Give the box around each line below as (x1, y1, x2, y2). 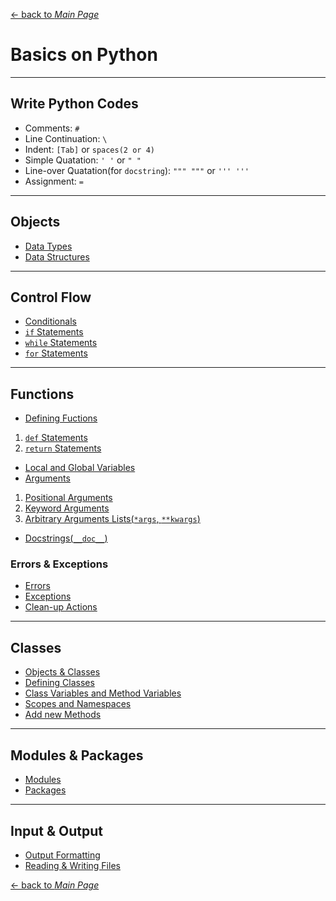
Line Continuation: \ (24, 132, 108, 144)
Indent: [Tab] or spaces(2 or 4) (24, 143, 155, 155)
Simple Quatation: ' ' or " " (24, 154, 142, 166)
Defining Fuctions (24, 412, 98, 424)
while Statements (24, 337, 98, 349)
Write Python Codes (10, 95, 139, 113)
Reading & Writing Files (24, 859, 121, 871)
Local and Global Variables (24, 462, 136, 474)
